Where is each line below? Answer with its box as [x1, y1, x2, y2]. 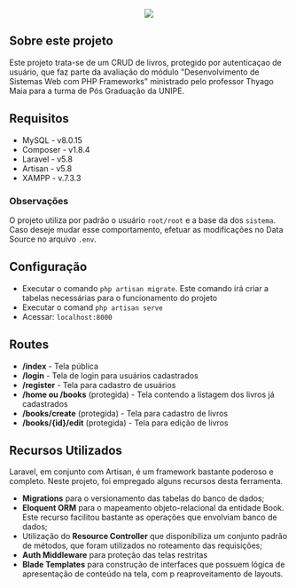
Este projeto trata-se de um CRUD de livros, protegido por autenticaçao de [9, 57, 282, 68]
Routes [9, 338, 50, 353]
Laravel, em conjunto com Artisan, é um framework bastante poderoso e [9, 466, 274, 477]
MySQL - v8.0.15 [21, 134, 82, 146]
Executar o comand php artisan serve [21, 302, 164, 313]
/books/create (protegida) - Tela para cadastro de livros [21, 408, 229, 418]
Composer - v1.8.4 [21, 144, 90, 155]
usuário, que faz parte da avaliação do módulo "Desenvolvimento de [9, 67, 260, 77]
